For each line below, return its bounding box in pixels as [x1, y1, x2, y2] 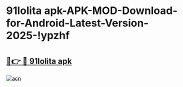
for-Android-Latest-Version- [6, 16, 149, 30]
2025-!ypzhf [6, 29, 70, 42]
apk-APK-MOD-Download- [44, 4, 178, 18]
